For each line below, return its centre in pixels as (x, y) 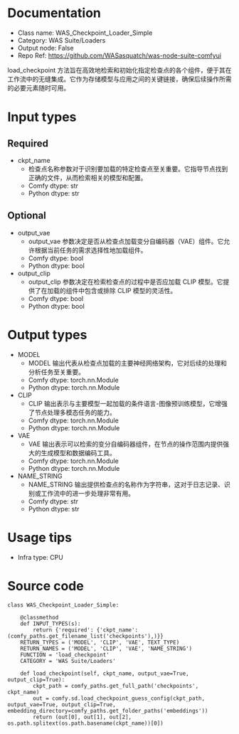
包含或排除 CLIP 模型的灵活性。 (131, 290)
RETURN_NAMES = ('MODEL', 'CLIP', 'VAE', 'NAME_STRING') (106, 649)
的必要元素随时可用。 (38, 87)
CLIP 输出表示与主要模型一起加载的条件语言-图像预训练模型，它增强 (128, 403)
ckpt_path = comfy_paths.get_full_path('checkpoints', (116, 686)
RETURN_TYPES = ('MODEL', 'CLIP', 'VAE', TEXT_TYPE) (100, 642)
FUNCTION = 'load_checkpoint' (65, 655)
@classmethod (39, 617)
